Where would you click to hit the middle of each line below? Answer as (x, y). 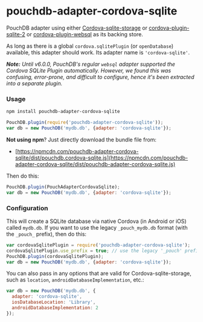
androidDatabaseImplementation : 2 (55, 308)
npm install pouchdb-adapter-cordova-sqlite (63, 112)
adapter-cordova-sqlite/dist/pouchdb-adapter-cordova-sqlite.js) (95, 164)
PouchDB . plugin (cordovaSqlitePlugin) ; (55, 256)
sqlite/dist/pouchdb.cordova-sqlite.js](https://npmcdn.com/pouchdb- (101, 158)
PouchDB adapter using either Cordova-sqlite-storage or (77, 28)
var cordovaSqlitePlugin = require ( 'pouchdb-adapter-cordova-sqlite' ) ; (98, 245)
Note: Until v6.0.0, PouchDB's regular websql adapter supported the (91, 64)
